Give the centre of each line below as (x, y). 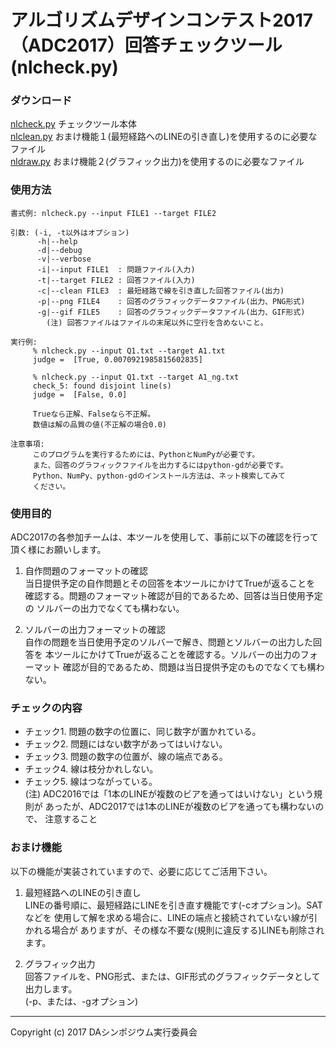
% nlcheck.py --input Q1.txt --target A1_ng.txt (136, 377)
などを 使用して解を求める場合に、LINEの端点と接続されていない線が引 (171, 917)
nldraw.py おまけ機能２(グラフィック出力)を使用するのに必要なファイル (157, 162)
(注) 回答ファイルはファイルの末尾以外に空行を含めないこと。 (157, 322)
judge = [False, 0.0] (80, 394)
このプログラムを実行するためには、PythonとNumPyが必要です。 (146, 454)
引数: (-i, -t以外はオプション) (70, 232)
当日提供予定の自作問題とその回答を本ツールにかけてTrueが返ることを (170, 583)
